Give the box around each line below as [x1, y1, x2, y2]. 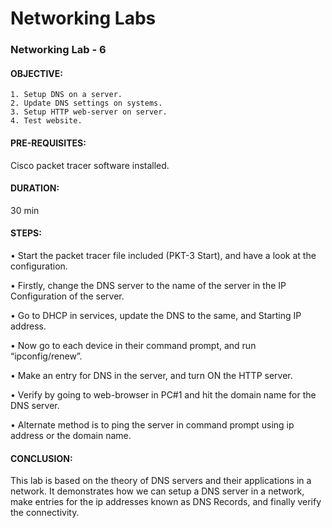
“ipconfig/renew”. [10, 350, 83, 362]
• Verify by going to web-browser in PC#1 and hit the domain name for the [10, 388, 317, 401]
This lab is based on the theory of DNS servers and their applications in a [10, 475, 312, 487]
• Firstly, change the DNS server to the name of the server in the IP [10, 279, 287, 291]
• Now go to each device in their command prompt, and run [10, 339, 257, 351]
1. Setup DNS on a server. [10, 90, 123, 100]
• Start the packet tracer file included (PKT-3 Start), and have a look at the [10, 249, 317, 261]
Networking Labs [10, 7, 157, 30]
